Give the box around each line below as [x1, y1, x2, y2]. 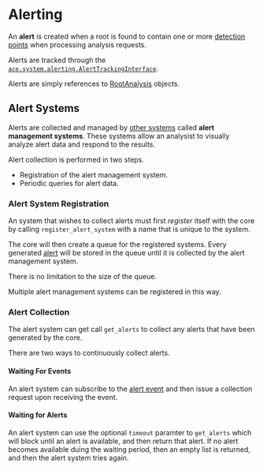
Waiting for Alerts [8, 410, 68, 420]
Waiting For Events [8, 366, 72, 375]
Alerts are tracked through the [8, 55, 106, 65]
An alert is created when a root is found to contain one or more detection [8, 32, 246, 41]
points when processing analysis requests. [8, 39, 147, 49]
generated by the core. [8, 333, 83, 342]
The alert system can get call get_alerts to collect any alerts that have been [8, 325, 256, 334]
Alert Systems [8, 102, 80, 115]
